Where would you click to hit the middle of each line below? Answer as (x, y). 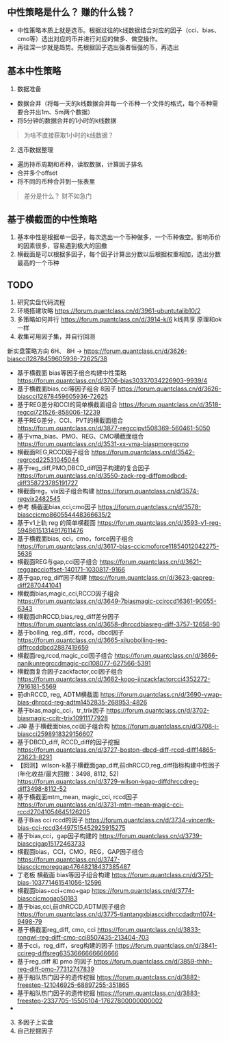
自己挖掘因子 (35, 1031)
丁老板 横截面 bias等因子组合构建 (64, 875)
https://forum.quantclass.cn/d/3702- (158, 711)
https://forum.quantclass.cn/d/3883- (148, 993)
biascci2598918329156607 (55, 734)
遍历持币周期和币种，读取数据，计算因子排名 (80, 164)
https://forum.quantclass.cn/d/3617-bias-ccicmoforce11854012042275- (118, 546)
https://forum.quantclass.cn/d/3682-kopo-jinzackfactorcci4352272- (113, 679)
